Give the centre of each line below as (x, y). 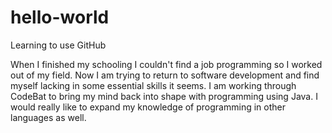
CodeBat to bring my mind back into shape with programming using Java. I (164, 96)
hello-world (60, 17)
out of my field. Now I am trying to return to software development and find (165, 75)
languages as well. (48, 117)
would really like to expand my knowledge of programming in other (148, 107)
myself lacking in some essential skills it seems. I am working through (153, 85)
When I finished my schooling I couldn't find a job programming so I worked (166, 64)
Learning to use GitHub (58, 45)
